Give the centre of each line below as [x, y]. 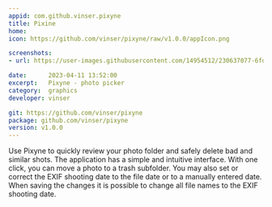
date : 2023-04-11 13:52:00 [63, 75]
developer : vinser [39, 98]
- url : [19, 61]
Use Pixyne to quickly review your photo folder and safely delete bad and [131, 151]
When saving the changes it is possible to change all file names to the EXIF [133, 185]
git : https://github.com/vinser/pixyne [76, 113]
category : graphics [43, 90]
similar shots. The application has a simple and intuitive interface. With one [133, 160]
